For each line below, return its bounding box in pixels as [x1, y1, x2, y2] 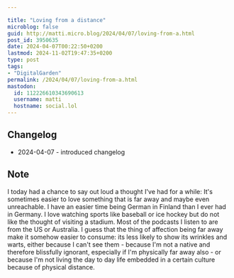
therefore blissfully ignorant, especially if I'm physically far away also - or [7, 247, 222, 256]
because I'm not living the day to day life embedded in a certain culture [7, 255, 216, 264]
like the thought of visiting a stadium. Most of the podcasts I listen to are [7, 218, 218, 226]
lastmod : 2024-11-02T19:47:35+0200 [7, 50, 113, 57]
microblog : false [7, 23, 59, 31]
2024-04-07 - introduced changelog [17, 147, 126, 156]
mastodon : [7, 82, 37, 90]
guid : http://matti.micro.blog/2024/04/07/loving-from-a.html [7, 30, 195, 37]
